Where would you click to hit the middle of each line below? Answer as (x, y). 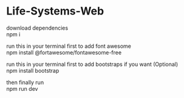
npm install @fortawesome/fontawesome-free (64, 52)
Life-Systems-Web (55, 11)
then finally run (25, 82)
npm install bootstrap (33, 70)
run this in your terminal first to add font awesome (69, 46)
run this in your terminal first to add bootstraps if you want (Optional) (92, 64)
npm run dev (22, 88)
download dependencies (37, 28)
